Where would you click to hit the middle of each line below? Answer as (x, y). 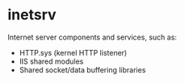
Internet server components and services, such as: (92, 37)
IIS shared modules (51, 61)
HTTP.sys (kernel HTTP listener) (73, 52)
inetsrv (32, 15)
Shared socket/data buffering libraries (82, 69)
